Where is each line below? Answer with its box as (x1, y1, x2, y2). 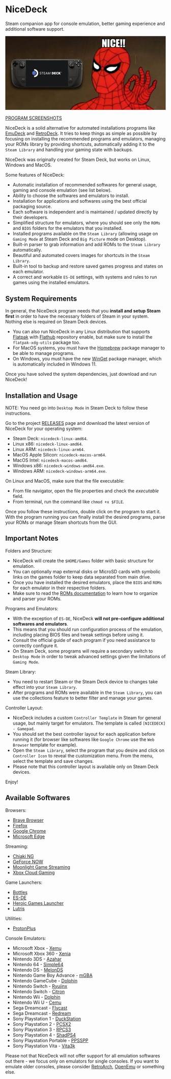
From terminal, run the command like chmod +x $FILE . (12, 498, 125, 505)
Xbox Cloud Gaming (12, 869, 55, 875)
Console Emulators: (5, 935, 46, 941)
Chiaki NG (12, 853, 34, 859)
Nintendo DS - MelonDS (12, 967, 64, 973)
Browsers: (5, 807, 27, 813)
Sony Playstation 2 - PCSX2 (12, 1021, 71, 1027)
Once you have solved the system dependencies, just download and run (5, 371, 157, 377)
